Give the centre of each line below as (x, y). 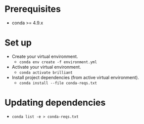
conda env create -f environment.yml (58, 62)
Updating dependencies (55, 103)
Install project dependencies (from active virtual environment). (75, 77)
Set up (18, 43)
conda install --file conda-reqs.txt (58, 83)
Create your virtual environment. (45, 56)
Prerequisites (33, 9)
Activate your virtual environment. (46, 67)
